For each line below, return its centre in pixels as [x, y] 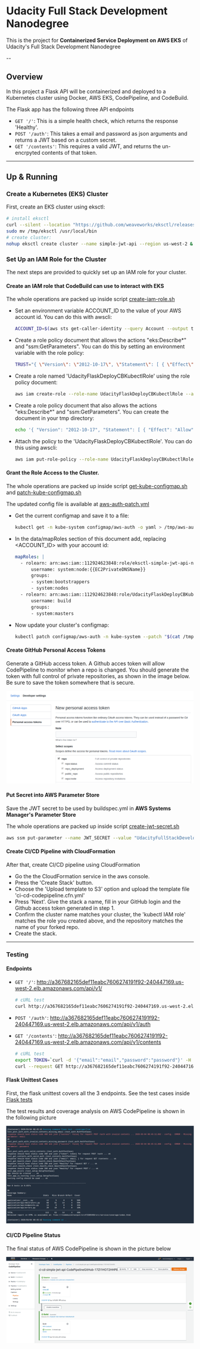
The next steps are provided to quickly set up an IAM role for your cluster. [96, 272]
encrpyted [27, 152]
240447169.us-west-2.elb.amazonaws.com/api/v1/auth [82, 1024]
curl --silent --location [38, 225]
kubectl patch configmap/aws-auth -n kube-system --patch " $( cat [97, 637]
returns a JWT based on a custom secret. [66, 140]
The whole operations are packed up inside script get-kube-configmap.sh [97, 486]
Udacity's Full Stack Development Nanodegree [63, 47]
